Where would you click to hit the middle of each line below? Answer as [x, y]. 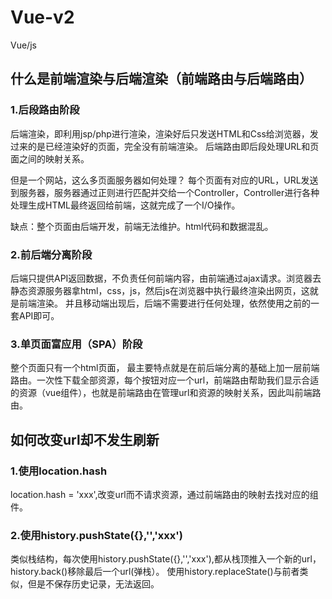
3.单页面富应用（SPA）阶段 [76, 344]
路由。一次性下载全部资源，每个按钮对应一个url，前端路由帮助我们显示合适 [165, 380]
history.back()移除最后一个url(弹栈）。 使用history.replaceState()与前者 [155, 572]
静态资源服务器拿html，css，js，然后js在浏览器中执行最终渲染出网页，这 [160, 290]
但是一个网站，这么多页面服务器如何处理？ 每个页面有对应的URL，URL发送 [164, 180]
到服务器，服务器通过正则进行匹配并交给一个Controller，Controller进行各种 [165, 192]
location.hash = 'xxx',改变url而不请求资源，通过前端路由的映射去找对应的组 [164, 494]
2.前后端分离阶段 [51, 254]
